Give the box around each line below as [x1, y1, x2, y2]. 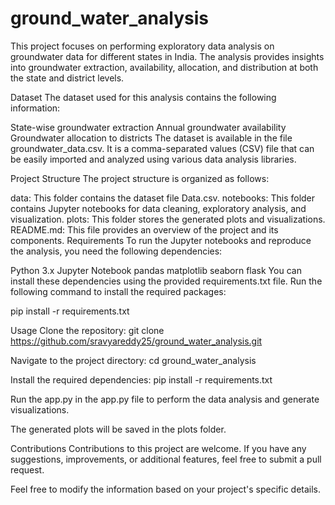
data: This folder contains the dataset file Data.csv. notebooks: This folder [10, 192, 316, 204]
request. [10, 463, 45, 476]
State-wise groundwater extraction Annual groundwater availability [10, 121, 287, 133]
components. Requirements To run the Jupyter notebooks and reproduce [10, 234, 312, 246]
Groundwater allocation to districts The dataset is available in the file [10, 132, 293, 144]
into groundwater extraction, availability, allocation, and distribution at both [10, 61, 319, 73]
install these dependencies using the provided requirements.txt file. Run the [10, 275, 323, 287]
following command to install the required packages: [10, 285, 227, 297]
